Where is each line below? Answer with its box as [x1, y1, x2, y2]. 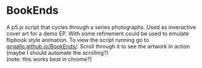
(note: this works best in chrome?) [6, 55, 92, 63]
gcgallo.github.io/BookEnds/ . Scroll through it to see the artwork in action [6, 43, 190, 50]
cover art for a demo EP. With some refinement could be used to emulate [6, 29, 189, 37]
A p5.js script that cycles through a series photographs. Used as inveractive [6, 23, 197, 31]
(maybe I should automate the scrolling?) [6, 49, 109, 56]
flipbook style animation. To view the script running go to [6, 36, 149, 43]
